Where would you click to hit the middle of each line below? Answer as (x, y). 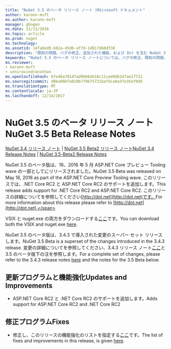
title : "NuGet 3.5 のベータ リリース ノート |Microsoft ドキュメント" (75, 10)
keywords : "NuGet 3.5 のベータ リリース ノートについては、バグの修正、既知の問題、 (87, 58)
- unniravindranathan (28, 72)
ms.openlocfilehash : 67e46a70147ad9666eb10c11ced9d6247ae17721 (74, 77)
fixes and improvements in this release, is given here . (69, 340)
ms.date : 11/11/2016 (27, 29)
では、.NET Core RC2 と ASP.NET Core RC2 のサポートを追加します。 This (88, 184)
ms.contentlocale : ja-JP (32, 91)
